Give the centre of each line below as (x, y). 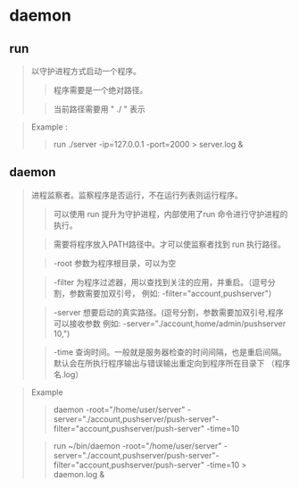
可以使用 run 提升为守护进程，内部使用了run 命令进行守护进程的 (170, 214)
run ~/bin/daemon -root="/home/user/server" (137, 446)
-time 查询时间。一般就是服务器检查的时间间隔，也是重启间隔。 (170, 352)
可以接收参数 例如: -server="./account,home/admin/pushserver (170, 324)
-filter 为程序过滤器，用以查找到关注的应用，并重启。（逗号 (161, 282)
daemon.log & (79, 474)
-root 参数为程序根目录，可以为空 (115, 263)
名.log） (68, 374)
